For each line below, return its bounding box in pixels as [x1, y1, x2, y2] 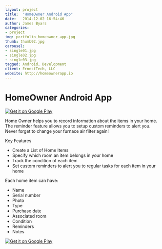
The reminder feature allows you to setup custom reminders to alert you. [5, 123, 151, 129]
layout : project [5, 7, 38, 12]
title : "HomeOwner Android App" [5, 12, 73, 17]
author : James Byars [5, 21, 47, 26]
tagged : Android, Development [5, 62, 67, 67]
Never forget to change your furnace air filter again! [5, 128, 109, 134]
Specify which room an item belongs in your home [12, 152, 114, 158]
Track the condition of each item [12, 157, 78, 163]
